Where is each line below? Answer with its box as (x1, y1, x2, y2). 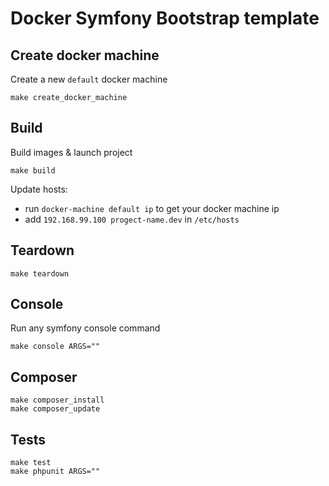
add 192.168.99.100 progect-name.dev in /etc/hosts (24, 213, 240, 225)
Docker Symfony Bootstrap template (10, 7, 320, 30)
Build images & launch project (10, 146, 133, 158)
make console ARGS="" (10, 342, 101, 352)
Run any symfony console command (10, 322, 161, 334)
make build (10, 165, 56, 176)
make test (10, 458, 52, 468)
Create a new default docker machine (10, 73, 168, 85)
